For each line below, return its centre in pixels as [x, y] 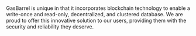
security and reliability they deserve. [50, 27]
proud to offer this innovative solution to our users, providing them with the [96, 21]
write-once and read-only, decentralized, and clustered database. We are [94, 15]
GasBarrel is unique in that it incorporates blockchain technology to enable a [98, 8]
